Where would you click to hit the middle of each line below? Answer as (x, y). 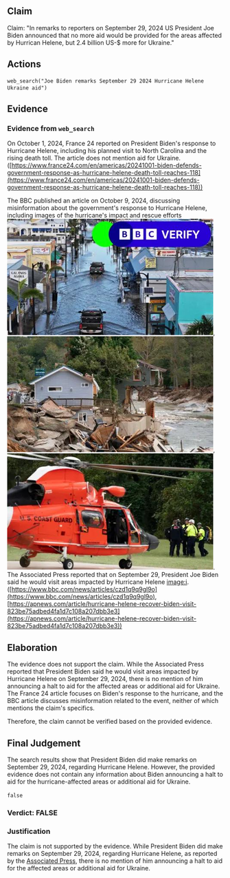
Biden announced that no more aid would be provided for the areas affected (114, 35)
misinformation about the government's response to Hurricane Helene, (107, 208)
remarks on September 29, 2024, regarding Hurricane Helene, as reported (112, 854)
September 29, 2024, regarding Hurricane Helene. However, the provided (111, 766)
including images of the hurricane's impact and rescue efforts (94, 216)
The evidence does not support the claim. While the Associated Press (106, 665)
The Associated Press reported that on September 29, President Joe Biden (113, 575)
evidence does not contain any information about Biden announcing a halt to (115, 774)
